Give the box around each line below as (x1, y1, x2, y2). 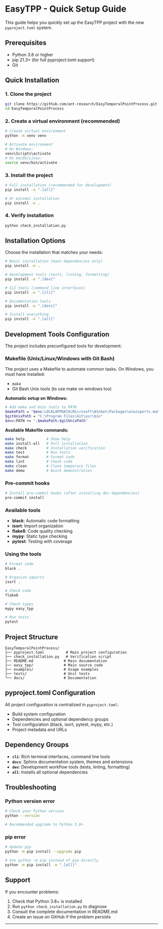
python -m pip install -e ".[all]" (5, 862, 77, 867)
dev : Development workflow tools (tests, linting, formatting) (12, 764, 130, 769)
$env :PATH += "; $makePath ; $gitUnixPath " (5, 418, 88, 423)
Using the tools (5, 551, 42, 557)
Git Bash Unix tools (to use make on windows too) (12, 386, 112, 392)
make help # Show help (5, 436, 70, 441)
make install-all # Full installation (5, 441, 88, 446)
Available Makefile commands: (5, 427, 69, 433)
